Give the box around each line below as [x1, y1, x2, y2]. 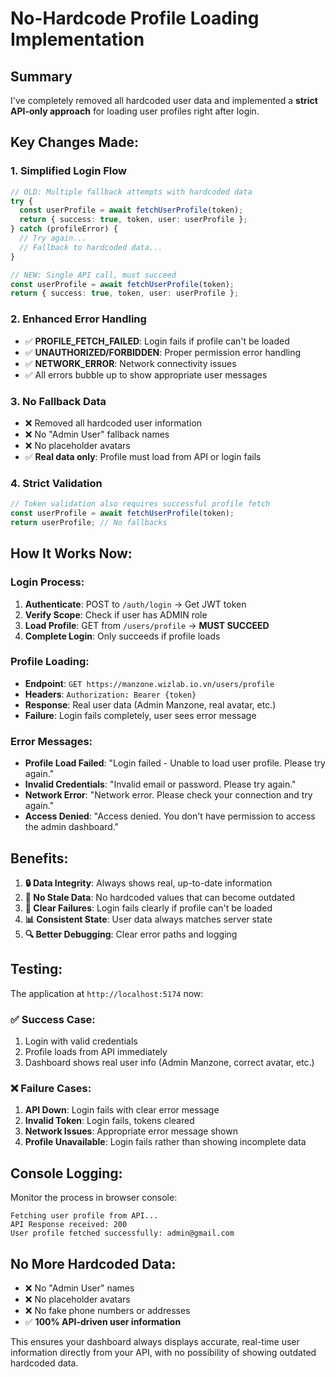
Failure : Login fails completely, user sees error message [24, 709, 257, 721]
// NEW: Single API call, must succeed [10, 270, 177, 280]
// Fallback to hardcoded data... [19, 242, 163, 252]
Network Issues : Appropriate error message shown [24, 1125, 238, 1137]
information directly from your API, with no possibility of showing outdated [10, 1346, 317, 1358]
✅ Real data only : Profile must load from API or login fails [24, 450, 262, 462]
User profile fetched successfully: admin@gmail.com [10, 1228, 235, 1239]
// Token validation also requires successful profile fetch [10, 499, 271, 509]
